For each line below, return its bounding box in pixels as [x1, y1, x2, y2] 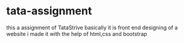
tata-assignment [6, 4, 92, 18]
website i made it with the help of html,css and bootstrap [6, 30, 148, 37]
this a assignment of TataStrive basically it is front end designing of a [6, 24, 178, 31]
